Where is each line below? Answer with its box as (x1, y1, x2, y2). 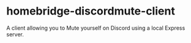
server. (6, 30, 24, 38)
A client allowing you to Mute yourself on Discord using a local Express (6, 24, 185, 31)
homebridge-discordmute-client (6, 4, 176, 18)
